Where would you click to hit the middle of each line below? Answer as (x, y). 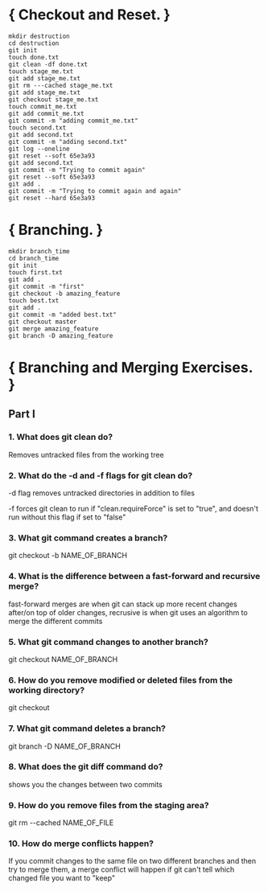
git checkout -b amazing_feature (64, 294)
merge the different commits (56, 621)
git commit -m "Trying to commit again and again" (95, 191)
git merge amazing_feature (54, 328)
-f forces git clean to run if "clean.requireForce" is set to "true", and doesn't (134, 509)
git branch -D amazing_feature (61, 335)
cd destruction (34, 43)
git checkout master (43, 322)
